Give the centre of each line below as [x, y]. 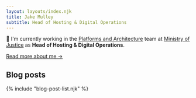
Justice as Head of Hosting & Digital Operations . [65, 45]
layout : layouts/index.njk [39, 11]
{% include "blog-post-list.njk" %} [47, 89]
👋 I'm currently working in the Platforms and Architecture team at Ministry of [98, 39]
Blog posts [26, 74]
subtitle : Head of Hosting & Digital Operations [66, 22]
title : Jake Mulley [30, 17]
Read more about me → [35, 57]
